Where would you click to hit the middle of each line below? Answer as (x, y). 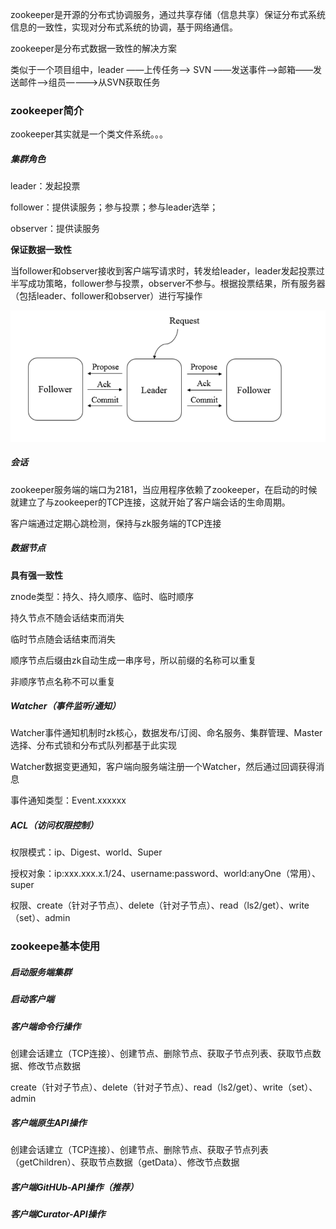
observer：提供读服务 (55, 229)
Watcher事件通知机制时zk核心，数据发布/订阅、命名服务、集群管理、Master (166, 733)
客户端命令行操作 (45, 1026)
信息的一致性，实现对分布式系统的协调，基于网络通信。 (124, 27)
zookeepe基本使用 (55, 946)
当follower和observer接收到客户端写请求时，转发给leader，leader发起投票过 (167, 271)
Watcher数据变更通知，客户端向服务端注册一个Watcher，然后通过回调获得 (163, 767)
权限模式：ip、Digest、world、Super (86, 852)
